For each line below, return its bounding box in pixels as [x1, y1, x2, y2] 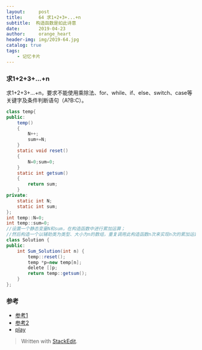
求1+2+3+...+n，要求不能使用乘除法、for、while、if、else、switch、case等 [6, 89, 192, 96]
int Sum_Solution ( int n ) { [17, 248, 85, 254]
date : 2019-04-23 [6, 25, 66, 32]
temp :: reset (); [28, 253, 66, 260]
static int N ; [17, 198, 52, 204]
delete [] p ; [28, 265, 58, 271]
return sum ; [28, 181, 58, 187]
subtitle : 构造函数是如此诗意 [6, 20, 76, 26]
